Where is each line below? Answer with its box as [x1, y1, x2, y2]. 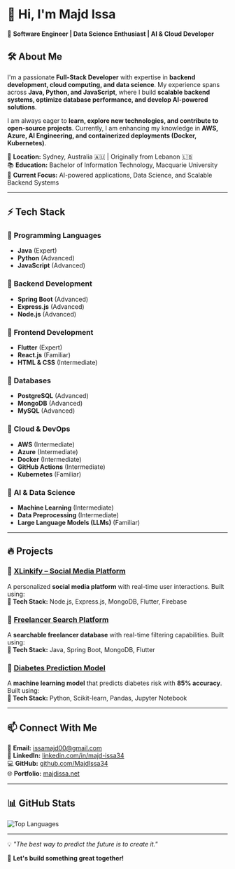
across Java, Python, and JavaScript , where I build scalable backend [7, 88, 211, 96]
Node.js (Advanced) [17, 310, 77, 318]
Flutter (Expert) [17, 343, 63, 352]
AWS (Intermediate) [17, 440, 75, 449]
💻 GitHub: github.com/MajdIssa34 [7, 759, 108, 768]
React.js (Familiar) [17, 351, 71, 359]
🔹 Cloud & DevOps [7, 424, 71, 434]
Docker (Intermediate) [17, 455, 82, 463]
